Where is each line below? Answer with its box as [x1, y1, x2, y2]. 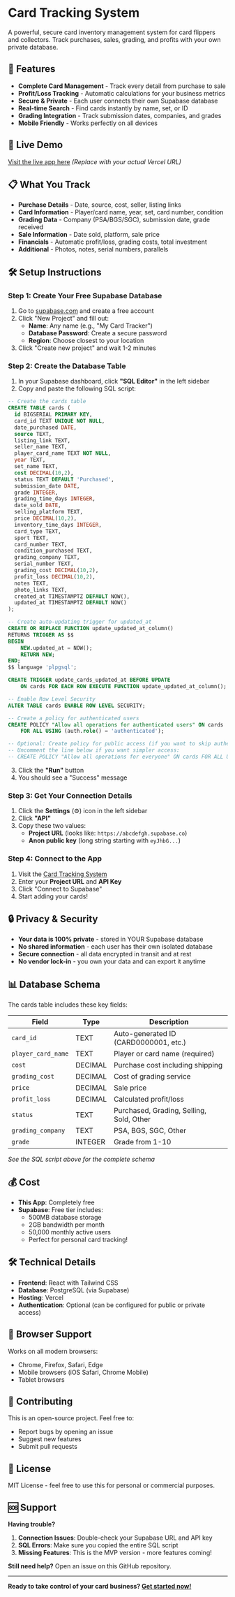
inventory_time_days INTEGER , [14, 521, 102, 528]
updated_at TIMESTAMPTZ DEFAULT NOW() [14, 599, 128, 606]
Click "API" [17, 814, 52, 822]
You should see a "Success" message [17, 773, 128, 782]
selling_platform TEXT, [14, 509, 83, 516]
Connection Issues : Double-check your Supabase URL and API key [17, 1533, 213, 1542]
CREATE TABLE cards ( [8, 404, 71, 411]
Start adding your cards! [17, 892, 88, 900]
